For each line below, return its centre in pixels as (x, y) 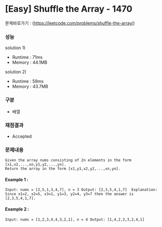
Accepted (22, 136)
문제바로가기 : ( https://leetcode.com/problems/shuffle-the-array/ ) (70, 23)
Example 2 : (17, 209)
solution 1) (15, 48)
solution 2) (16, 72)
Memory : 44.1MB (30, 62)
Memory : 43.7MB (30, 87)
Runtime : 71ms (27, 57)
